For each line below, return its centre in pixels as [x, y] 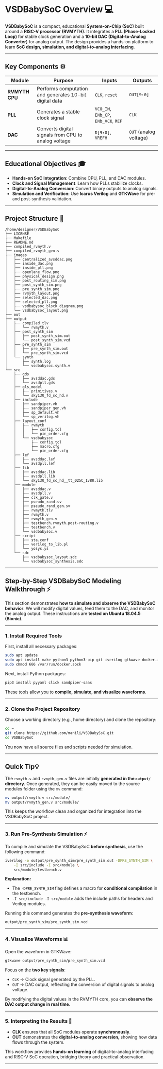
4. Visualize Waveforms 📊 [37, 939]
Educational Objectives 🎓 [46, 164]
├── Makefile [18, 238]
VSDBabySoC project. [27, 817]
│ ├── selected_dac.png [31, 298]
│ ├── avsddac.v [32, 489]
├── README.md [19, 243]
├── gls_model [28, 387]
